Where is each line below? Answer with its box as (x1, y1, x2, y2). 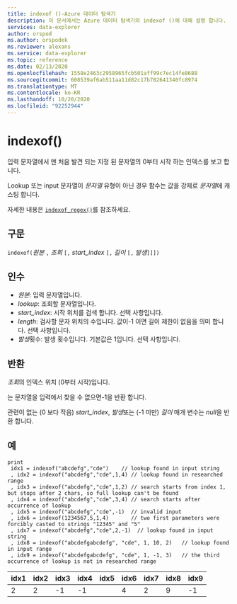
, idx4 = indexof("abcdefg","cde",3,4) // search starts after (10, 496, 201, 503)
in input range (7, 546, 52, 553)
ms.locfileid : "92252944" (7, 103, 83, 110)
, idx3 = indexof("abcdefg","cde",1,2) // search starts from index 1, (10, 484, 226, 491)
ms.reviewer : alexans (7, 43, 71, 50)
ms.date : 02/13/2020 (7, 63, 69, 70)
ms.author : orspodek (7, 37, 69, 44)
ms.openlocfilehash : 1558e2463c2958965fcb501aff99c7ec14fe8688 (7, 69, 198, 76)
